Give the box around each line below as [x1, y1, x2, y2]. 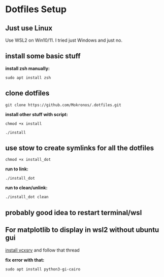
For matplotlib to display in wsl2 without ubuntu [5, 226, 159, 234]
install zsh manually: [5, 65, 50, 72]
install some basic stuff [5, 52, 81, 60]
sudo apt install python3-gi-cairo [5, 266, 81, 272]
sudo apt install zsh [5, 75, 51, 80]
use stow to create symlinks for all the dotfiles [5, 144, 154, 153]
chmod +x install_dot [5, 157, 51, 162]
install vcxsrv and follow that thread [5, 247, 80, 253]
